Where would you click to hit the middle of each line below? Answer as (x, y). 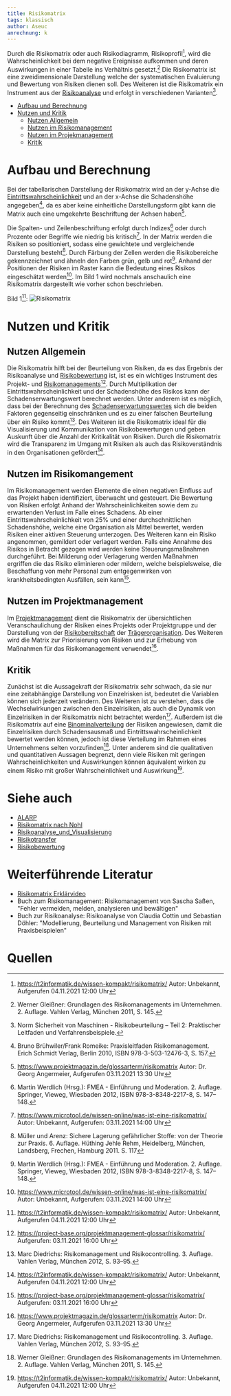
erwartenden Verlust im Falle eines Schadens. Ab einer (85, 513)
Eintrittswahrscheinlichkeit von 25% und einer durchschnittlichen (99, 520)
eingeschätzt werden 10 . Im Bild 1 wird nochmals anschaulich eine (99, 276)
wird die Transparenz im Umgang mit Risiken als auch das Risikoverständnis (115, 444)
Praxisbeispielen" (42, 930)
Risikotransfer (37, 840)
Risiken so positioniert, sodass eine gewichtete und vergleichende (101, 244)
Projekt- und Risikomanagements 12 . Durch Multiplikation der (92, 383)
